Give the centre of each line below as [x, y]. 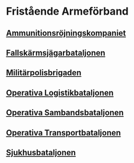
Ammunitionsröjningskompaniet [66, 33]
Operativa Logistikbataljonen [60, 93]
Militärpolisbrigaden [44, 73]
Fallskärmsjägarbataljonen [56, 52]
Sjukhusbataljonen [41, 152]
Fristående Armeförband [67, 11]
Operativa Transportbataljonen [64, 133]
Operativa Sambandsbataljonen [65, 113]
